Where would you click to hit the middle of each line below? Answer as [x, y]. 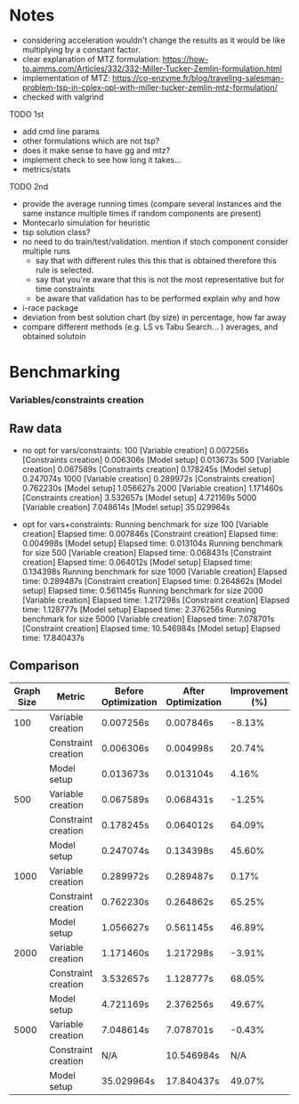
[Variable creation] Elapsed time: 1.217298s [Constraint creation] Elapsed [156, 600]
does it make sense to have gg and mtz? [96, 150]
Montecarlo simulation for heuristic [86, 223]
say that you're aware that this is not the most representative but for [160, 279]
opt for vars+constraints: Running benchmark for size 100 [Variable [145, 524]
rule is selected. [65, 270]
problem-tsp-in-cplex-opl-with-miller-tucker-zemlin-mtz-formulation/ [149, 87]
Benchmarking [65, 373]
